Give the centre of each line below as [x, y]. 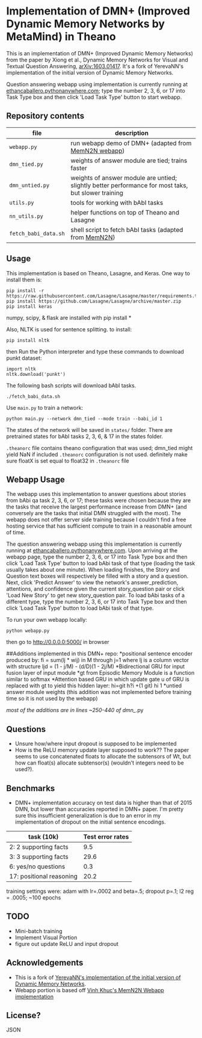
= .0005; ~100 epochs [34, 898]
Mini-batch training [38, 931]
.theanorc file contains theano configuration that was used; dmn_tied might [99, 448]
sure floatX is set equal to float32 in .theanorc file [68, 461]
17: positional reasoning [44, 876]
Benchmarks [31, 788]
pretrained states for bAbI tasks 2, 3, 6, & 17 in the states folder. [85, 436]
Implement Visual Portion [46, 937]
